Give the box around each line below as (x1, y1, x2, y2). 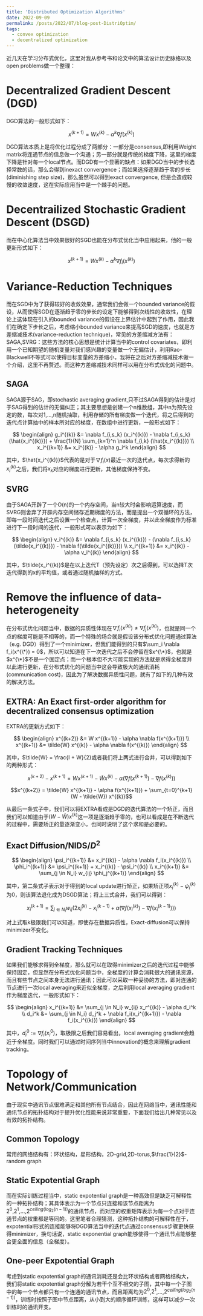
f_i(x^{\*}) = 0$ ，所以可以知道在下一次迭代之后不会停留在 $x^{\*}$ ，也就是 (6, 648, 192, 656)
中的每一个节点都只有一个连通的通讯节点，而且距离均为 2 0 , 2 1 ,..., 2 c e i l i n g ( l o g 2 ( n (6, 1287, 196, 1295)
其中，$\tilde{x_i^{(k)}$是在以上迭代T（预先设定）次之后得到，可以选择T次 (6, 561, 193, 568)
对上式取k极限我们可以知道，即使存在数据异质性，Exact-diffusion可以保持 (6, 919, 190, 926)
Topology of (6, 1067, 68, 1081)
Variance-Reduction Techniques (6, 280, 173, 294)
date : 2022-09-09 (6, 15, 50, 21)
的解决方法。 (6, 679, 38, 686)
